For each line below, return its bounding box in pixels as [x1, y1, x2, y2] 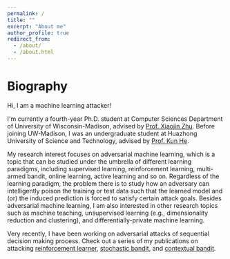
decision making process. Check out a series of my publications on [7, 236, 198, 245]
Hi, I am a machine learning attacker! [7, 101, 112, 109]
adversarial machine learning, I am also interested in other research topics [7, 201, 218, 209]
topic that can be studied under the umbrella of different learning [7, 157, 192, 166]
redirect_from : [7, 36, 51, 43]
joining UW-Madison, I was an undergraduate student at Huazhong [7, 129, 198, 137]
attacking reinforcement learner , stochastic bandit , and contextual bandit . [7, 244, 216, 252]
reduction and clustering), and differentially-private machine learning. [7, 215, 205, 224]
